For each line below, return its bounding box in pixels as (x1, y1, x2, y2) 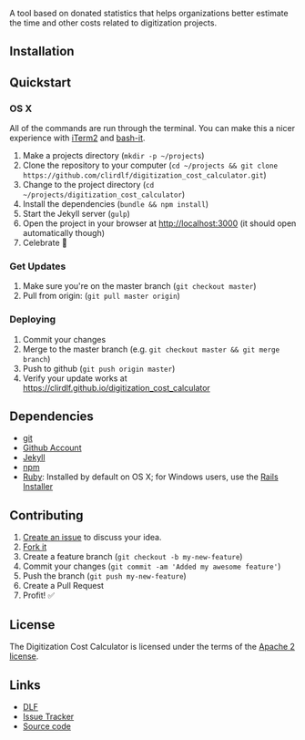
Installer (22, 481, 53, 492)
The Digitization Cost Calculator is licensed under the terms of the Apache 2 (9, 642, 296, 653)
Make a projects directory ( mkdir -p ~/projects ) (22, 150, 205, 161)
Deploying (9, 313, 56, 326)
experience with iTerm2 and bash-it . (9, 132, 146, 144)
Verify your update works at (22, 373, 127, 384)
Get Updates (9, 260, 66, 272)
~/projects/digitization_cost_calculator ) (22, 189, 186, 200)
